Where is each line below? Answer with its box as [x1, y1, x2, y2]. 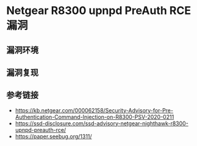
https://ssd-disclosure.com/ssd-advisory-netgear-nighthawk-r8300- [15, 120, 189, 127]
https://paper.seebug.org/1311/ [15, 133, 93, 140]
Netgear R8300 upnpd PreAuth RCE [6, 4, 191, 18]
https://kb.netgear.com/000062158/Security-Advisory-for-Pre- [15, 106, 174, 114]
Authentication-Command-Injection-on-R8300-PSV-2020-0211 [15, 113, 174, 120]
